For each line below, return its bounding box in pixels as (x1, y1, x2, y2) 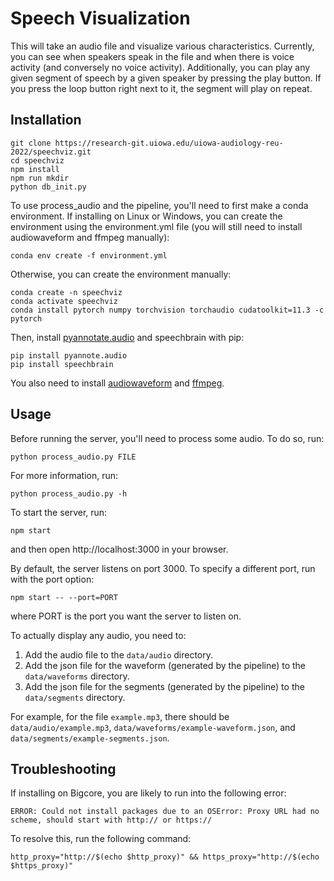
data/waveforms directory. (24, 670, 130, 682)
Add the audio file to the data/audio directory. (24, 648, 214, 661)
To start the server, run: (10, 506, 108, 518)
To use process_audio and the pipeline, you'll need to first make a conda (10, 199, 309, 211)
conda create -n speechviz (10, 287, 123, 297)
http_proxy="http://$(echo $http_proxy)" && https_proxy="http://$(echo (10, 852, 320, 862)
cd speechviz (10, 155, 65, 166)
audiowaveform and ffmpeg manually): (10, 231, 170, 243)
